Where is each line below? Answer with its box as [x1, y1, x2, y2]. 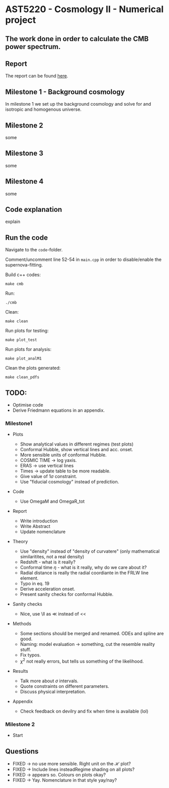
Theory [12, 539, 28, 545]
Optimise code [12, 402, 44, 408]
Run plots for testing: [5, 328, 49, 334]
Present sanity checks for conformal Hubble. [20, 591, 114, 597]
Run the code [5, 233, 48, 242]
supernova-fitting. [5, 262, 43, 268]
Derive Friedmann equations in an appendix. [12, 407, 105, 413]
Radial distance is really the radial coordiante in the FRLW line [20, 570, 149, 576]
